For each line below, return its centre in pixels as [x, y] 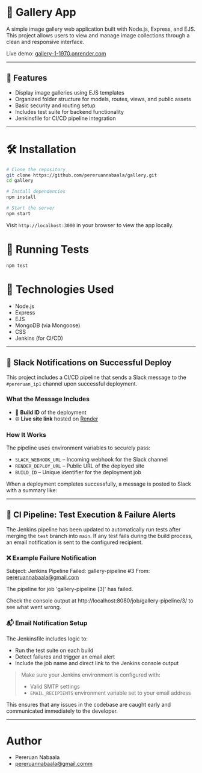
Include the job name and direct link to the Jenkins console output [97, 663]
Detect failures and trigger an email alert [65, 657]
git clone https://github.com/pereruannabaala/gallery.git [82, 175]
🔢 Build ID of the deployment [51, 412]
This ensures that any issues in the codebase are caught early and [89, 704]
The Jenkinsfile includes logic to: [47, 639]
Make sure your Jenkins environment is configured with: [90, 675]
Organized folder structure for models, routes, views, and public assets [103, 99]
